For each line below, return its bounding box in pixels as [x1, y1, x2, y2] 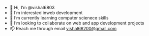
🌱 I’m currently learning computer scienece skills [9, 15, 109, 20]
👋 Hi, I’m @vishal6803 [9, 5, 55, 10]
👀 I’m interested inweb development [9, 10, 83, 16]
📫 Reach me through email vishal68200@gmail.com [9, 26, 117, 31]
